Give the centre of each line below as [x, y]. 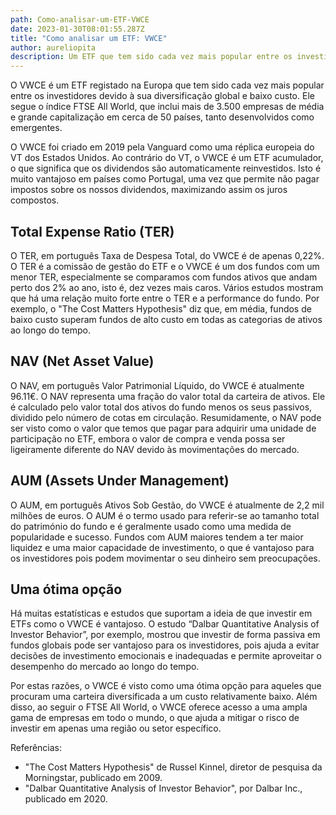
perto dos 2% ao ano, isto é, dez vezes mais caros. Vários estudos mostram [167, 287]
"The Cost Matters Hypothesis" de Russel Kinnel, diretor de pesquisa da [173, 767]
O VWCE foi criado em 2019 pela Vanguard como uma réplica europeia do [162, 147]
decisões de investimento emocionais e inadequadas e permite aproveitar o [166, 656]
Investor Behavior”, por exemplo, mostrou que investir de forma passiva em [165, 635]
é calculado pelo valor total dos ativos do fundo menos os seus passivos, [161, 407]
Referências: [36, 748]
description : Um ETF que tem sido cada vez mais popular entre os [151, 57]
